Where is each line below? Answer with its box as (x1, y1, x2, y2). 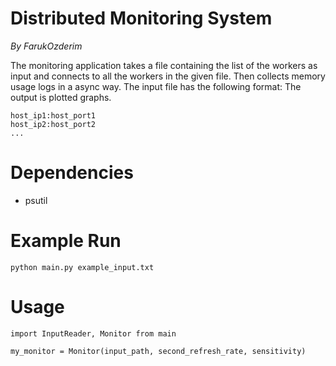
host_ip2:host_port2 (10, 119, 97, 129)
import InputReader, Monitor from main (10, 328, 177, 339)
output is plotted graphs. (10, 91, 112, 103)
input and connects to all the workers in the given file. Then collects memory (10, 70, 326, 82)
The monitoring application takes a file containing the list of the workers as (10, 59, 318, 71)
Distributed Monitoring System (10, 7, 273, 30)
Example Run (10, 230, 122, 252)
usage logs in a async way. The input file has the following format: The (10, 80, 302, 92)
